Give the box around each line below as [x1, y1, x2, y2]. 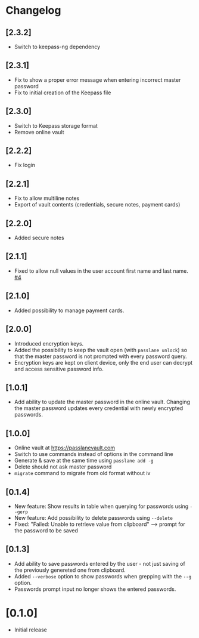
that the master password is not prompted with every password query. [14, 353, 187, 360]
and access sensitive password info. [14, 365, 104, 372]
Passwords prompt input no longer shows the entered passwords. [14, 585, 176, 593]
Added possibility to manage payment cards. [14, 307, 125, 314]
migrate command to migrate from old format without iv [14, 470, 151, 477]
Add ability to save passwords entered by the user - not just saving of [14, 560, 185, 567]
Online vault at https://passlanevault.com [14, 444, 116, 451]
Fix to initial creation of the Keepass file [14, 89, 111, 96]
